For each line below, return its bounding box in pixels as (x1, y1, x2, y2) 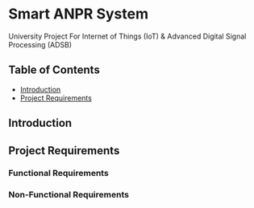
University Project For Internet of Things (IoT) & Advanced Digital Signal (8, 31, 247, 41)
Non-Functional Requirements (8, 190, 129, 201)
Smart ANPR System (8, 5, 149, 23)
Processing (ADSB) (8, 39, 73, 49)
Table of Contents (8, 63, 101, 77)
